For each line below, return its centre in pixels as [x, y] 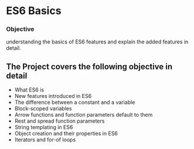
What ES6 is [29, 90]
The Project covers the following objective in [89, 67]
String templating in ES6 [44, 127]
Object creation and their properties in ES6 [66, 134]
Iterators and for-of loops [45, 140]
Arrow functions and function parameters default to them [84, 115]
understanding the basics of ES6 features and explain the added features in [97, 42]
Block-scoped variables [43, 109]
